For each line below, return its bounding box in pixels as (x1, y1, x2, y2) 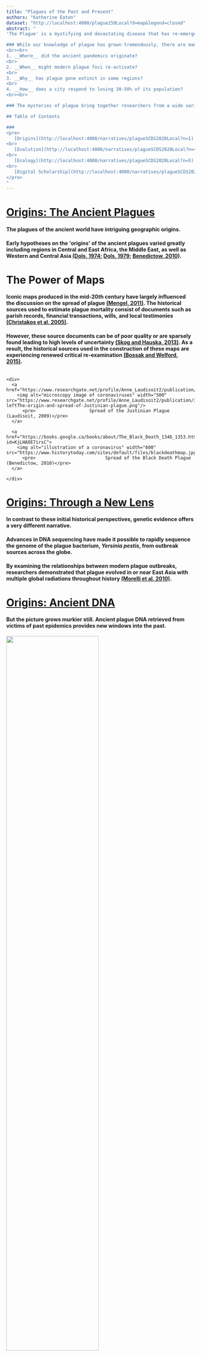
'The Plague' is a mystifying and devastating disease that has (6, 31, 170, 37)
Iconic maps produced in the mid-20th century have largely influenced (6, 293, 186, 300)
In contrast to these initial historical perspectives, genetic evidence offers (6, 516, 194, 523)
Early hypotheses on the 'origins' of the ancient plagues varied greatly (6, 239, 185, 247)
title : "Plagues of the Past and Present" (6, 8, 114, 15)
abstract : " (6, 25, 36, 32)
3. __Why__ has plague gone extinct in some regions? (6, 75, 144, 81)
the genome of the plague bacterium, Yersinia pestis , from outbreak (6, 542, 178, 549)
